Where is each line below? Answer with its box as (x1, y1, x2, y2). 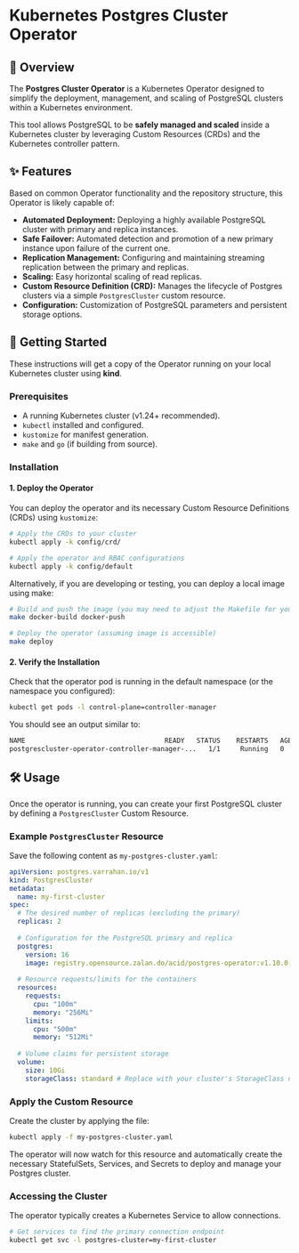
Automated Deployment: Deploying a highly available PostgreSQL (21, 214, 266, 225)
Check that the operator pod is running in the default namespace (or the (9, 676, 273, 687)
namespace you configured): (9, 686, 116, 697)
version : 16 (25, 950, 69, 959)
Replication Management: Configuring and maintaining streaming (21, 252, 265, 263)
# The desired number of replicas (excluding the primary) (17, 909, 241, 918)
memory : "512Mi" (32, 1033, 93, 1042)
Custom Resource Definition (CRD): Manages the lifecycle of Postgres (21, 280, 283, 291)
